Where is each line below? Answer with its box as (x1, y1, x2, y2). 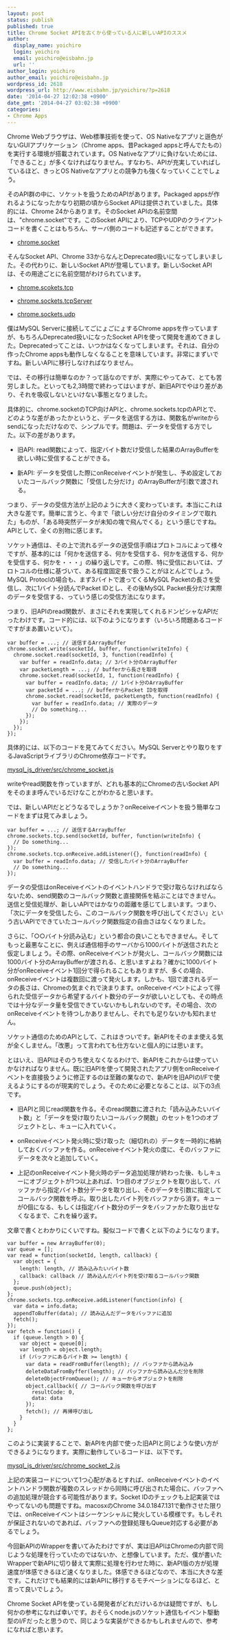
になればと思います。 (7, 1625, 67, 1633)
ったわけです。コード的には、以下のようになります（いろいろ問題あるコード (7, 615, 223, 624)
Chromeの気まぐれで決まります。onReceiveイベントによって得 (43, 983, 221, 992)
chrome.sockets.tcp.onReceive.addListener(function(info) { (7, 1297, 183, 1303)
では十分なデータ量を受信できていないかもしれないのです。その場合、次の (7, 1001, 218, 1009)
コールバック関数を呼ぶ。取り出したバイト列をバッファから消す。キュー (16, 1194, 222, 1202)
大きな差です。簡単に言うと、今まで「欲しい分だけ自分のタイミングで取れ (7, 509, 218, 517)
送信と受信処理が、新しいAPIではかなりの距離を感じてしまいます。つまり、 (7, 899, 221, 908)
